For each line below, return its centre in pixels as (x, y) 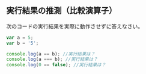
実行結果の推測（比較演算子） (62, 11)
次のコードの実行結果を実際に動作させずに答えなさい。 (75, 26)
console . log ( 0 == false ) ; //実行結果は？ (56, 65)
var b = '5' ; (23, 43)
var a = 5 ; (20, 38)
